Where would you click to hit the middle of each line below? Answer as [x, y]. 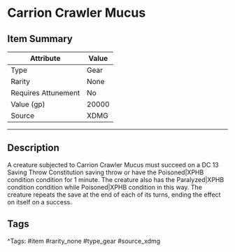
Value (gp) [28, 104]
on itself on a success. [40, 202]
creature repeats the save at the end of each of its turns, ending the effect [114, 195]
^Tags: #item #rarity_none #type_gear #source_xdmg [84, 241]
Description [33, 148]
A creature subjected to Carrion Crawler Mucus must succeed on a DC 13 [113, 164]
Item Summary [40, 39]
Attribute [45, 58]
